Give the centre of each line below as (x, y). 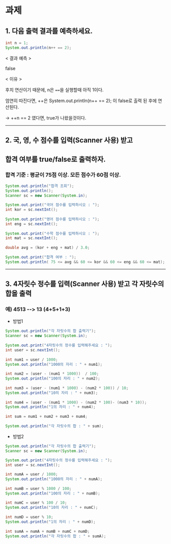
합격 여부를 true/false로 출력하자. (55, 159)
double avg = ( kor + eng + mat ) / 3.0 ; (48, 248)
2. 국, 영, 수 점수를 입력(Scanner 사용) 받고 (69, 140)
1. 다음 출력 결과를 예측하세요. (49, 31)
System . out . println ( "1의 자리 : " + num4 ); (50, 407)
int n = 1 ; (17, 43)
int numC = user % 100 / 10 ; (36, 503)
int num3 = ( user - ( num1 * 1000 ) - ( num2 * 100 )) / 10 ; (67, 388)
